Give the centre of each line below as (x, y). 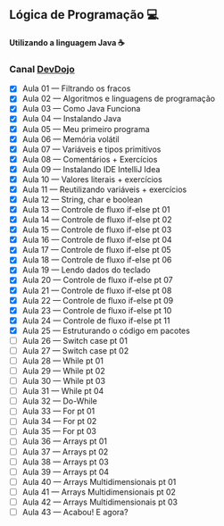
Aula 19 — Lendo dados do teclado (86, 270)
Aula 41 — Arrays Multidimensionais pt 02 (99, 492)
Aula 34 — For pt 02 (59, 422)
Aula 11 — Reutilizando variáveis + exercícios (104, 189)
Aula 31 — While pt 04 (63, 391)
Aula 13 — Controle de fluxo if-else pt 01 (96, 210)
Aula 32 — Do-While (60, 401)
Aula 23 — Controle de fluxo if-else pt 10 (97, 310)
